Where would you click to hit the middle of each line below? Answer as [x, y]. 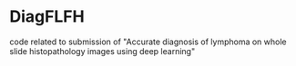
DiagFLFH [47, 17]
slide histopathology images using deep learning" [102, 51]
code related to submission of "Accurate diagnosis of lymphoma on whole [148, 42]
